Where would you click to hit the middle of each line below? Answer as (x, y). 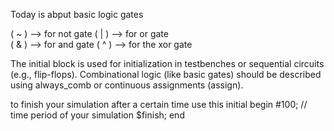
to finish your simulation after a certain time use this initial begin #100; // (159, 104)
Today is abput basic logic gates (77, 14)
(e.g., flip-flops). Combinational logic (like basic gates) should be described (166, 74)
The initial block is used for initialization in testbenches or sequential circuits (167, 63)
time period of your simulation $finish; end (97, 115)
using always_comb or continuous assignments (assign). (127, 85)
